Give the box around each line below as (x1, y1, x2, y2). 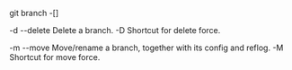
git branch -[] (9, 8, 59, 18)
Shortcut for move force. (9, 52, 101, 62)
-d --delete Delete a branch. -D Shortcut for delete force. (9, 25, 221, 35)
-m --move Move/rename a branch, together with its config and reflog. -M (9, 42, 284, 53)
